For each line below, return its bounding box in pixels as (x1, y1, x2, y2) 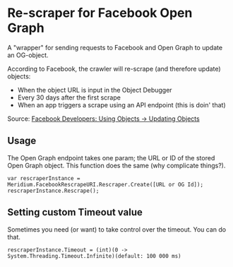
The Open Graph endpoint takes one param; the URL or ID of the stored (7, 153, 215, 162)
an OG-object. (7, 51, 49, 59)
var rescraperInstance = (7, 174, 80, 182)
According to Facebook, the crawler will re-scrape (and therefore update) (7, 64, 221, 73)
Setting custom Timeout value (7, 206, 143, 218)
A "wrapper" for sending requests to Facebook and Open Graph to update (7, 43, 223, 52)
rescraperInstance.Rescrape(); (7, 187, 100, 194)
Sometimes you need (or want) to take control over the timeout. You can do (7, 225, 227, 234)
